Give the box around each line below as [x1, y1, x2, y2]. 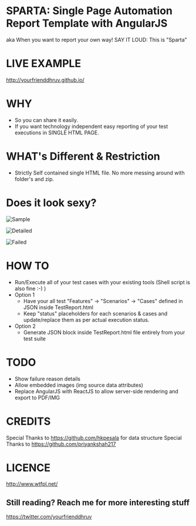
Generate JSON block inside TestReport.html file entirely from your [23, 328, 185, 336]
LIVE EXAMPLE [6, 57, 81, 70]
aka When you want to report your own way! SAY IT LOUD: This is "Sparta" [6, 36, 188, 43]
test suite [23, 335, 46, 342]
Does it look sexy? [6, 196, 97, 209]
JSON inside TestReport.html [23, 304, 94, 311]
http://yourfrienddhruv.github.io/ [6, 76, 85, 83]
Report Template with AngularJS [6, 17, 168, 30]
